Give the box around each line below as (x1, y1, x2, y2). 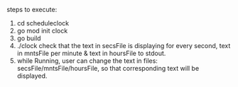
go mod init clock (16, 27, 68, 35)
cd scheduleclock (16, 19, 70, 27)
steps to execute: (6, 6, 58, 13)
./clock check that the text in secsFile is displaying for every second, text (16, 42, 231, 50)
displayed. (16, 71, 48, 80)
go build (16, 34, 41, 42)
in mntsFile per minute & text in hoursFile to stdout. (16, 49, 166, 57)
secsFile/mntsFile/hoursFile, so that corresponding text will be (16, 64, 200, 72)
